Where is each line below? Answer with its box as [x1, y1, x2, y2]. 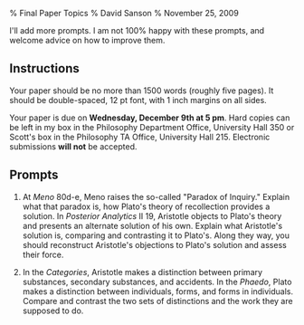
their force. [22, 249, 64, 260]
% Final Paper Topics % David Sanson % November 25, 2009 [9, 8, 240, 18]
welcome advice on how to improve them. [9, 35, 166, 45]
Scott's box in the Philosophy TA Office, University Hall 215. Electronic [9, 131, 271, 142]
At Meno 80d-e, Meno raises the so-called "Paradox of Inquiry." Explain [22, 191, 290, 202]
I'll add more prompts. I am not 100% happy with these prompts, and [9, 25, 265, 35]
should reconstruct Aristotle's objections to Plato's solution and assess [22, 239, 287, 250]
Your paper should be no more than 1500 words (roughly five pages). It [9, 85, 274, 96]
